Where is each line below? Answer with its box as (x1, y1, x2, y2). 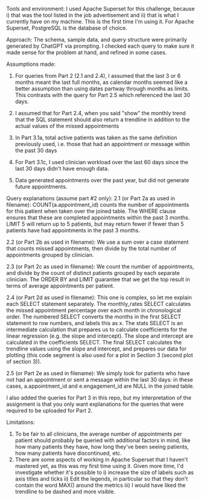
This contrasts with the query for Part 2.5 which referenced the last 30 (14, 92, 191, 98)
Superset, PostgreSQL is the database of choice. (6, 24, 128, 31)
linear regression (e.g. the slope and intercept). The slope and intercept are (6, 332, 193, 340)
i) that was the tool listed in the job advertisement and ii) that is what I (6, 11, 179, 19)
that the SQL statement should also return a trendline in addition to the (14, 116, 190, 123)
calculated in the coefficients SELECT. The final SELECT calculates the (6, 339, 182, 346)
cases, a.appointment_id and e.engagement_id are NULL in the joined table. (6, 382, 195, 390)
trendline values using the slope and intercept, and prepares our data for (6, 345, 187, 352)
